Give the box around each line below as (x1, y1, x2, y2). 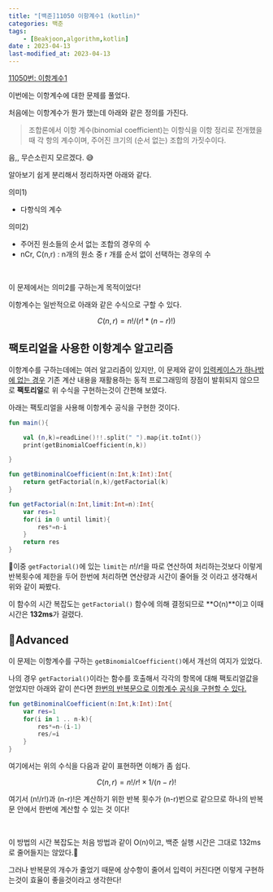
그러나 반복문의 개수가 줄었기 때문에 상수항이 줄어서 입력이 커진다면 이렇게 (8, 865, 243, 874)
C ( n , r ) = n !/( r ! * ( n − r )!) (97, 316, 176, 326)
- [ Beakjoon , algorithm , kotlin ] (23, 34, 129, 43)
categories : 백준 (8, 20, 63, 28)
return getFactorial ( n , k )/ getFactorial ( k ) (23, 478, 169, 486)
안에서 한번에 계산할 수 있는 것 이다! (16, 804, 130, 814)
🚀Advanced (8, 633, 69, 648)
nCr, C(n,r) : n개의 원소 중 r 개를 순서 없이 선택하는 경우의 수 (19, 249, 211, 259)
